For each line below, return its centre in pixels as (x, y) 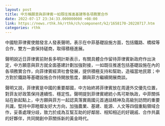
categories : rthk (23, 28)
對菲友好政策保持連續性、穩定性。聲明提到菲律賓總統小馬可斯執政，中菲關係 (82, 94)
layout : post (18, 10)
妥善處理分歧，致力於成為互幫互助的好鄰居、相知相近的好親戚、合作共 (84, 112)
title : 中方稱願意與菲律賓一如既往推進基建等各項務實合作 (57, 14)
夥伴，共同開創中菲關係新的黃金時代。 (52, 119)
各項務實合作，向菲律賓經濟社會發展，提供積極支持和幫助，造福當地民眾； (80, 71)
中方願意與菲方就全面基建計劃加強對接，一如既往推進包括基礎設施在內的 (87, 65)
